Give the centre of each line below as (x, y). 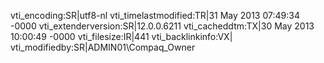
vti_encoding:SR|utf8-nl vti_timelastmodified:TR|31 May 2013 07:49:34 (155, 15)
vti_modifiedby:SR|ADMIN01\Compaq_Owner (103, 47)
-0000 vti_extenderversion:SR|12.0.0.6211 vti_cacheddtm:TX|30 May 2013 (162, 26)
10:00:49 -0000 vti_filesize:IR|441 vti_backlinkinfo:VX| (121, 36)
